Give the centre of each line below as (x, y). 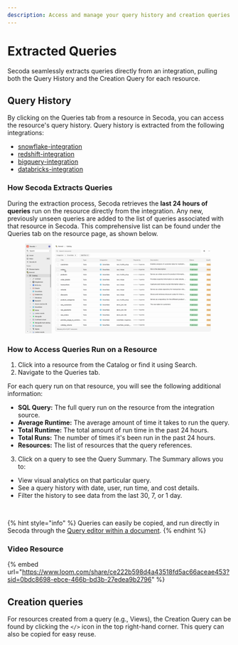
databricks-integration (50, 169)
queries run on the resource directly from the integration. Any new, (106, 210)
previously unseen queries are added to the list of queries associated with (115, 218)
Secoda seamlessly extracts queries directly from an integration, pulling (113, 70)
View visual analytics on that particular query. (84, 481)
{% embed (23, 565)
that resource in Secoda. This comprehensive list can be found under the (114, 226)
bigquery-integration (48, 162)
